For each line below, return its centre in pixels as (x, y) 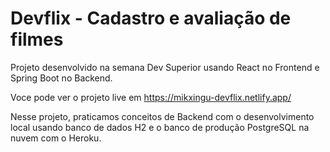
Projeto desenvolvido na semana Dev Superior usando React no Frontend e (165, 67)
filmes (37, 39)
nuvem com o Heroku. (56, 138)
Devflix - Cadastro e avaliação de (151, 18)
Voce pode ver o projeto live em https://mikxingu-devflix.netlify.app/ (151, 97)
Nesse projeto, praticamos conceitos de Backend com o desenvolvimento (162, 116)
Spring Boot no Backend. (61, 78)
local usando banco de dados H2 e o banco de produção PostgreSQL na (160, 127)
